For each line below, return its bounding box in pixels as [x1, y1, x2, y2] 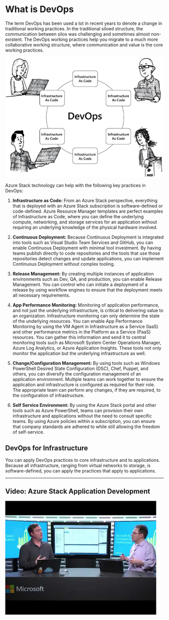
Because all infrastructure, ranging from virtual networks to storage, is [5, 462, 151, 468]
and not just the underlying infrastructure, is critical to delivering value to [12, 307, 163, 314]
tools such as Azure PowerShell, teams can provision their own [12, 408, 143, 414]
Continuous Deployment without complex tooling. [12, 261, 115, 267]
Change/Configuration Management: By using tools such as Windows [12, 360, 160, 366]
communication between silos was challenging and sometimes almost [5, 31, 150, 37]
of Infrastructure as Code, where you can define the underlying [12, 214, 144, 220]
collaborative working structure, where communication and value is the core [5, 41, 163, 47]
